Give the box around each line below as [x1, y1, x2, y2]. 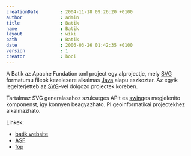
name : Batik [6, 25, 79, 32]
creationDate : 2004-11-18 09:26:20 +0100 [6, 8, 133, 15]
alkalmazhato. [6, 107, 41, 114]
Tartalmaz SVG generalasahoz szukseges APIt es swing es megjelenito [6, 94, 181, 101]
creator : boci [6, 53, 77, 59]
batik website [14, 130, 49, 137]
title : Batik [6, 20, 79, 26]
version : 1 [6, 48, 68, 54]
